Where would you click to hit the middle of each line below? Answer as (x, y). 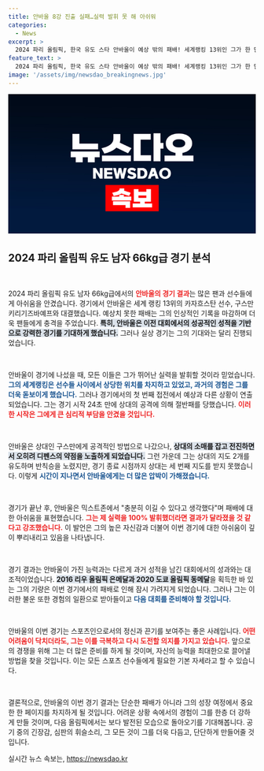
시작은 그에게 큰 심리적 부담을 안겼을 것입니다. (86, 415)
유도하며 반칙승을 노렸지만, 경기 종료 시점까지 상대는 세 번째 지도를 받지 (117, 466)
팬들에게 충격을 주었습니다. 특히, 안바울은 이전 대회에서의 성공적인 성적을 (126, 323)
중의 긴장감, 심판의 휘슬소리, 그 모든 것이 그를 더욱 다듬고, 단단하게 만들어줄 (131, 732)
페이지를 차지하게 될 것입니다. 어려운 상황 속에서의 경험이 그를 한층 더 (130, 713)
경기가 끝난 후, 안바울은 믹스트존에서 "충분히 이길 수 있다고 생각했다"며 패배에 (126, 508)
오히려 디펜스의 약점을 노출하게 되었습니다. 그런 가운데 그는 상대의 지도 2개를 (133, 456)
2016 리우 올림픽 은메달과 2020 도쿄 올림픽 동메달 (133, 579)
